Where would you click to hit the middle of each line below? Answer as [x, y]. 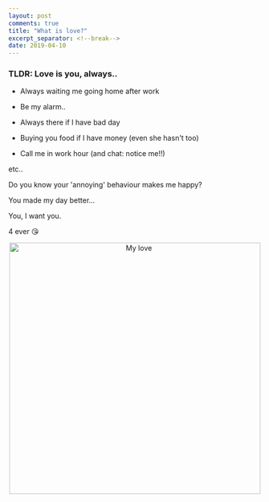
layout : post [30, 16]
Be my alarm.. [43, 107]
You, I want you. [35, 216]
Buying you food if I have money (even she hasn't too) [109, 138]
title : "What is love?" [48, 31]
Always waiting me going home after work [90, 91]
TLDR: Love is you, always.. [63, 74]
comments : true [34, 23]
